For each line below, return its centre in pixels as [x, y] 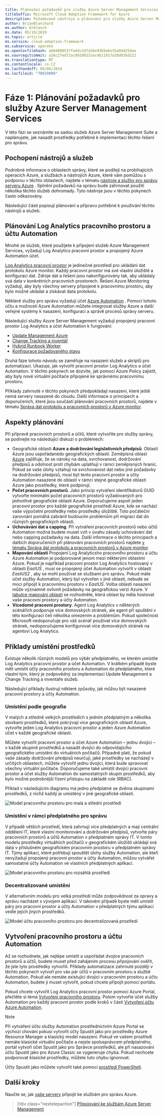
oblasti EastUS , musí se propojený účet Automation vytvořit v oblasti [82, 569]
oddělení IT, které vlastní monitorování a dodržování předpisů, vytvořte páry [81, 831]
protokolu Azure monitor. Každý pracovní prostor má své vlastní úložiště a [79, 271]
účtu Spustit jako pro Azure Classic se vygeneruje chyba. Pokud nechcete [79, 1052]
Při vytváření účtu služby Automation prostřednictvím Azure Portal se [75, 1026]
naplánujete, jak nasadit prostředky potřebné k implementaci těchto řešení [80, 137]
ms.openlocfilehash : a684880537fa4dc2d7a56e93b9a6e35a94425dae [71, 51]
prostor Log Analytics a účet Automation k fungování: [59, 326]
